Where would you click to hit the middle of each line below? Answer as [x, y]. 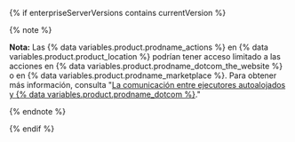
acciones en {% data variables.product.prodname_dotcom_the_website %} [146, 66]
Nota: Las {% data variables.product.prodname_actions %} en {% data [139, 47]
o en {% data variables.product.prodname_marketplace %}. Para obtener [143, 75]
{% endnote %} [38, 111]
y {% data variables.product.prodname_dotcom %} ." [105, 94]
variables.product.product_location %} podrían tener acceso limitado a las [145, 56]
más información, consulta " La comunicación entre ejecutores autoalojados [147, 85]
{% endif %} [32, 129]
